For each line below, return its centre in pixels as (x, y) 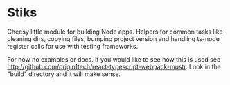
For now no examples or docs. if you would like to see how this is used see (114, 59)
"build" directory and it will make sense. (64, 74)
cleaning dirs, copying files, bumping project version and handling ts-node (114, 38)
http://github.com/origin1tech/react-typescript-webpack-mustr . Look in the (114, 66)
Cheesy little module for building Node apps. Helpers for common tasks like (115, 32)
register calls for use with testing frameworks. (73, 46)
